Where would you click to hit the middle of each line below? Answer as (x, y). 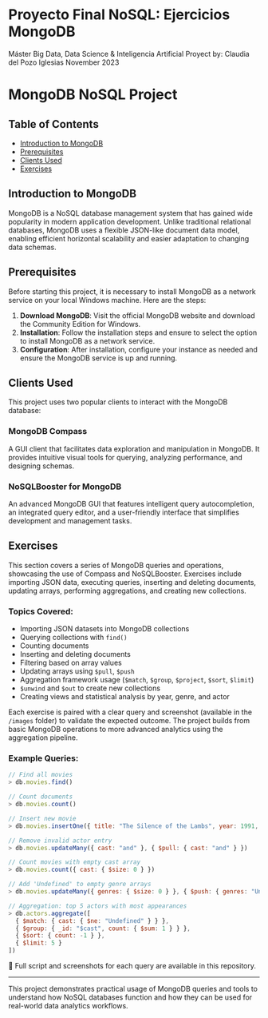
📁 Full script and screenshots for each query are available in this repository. (132, 966)
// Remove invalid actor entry (60, 841)
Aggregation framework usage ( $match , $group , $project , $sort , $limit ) (137, 680)
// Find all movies (41, 775)
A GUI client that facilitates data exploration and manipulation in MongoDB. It (134, 448)
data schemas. (33, 247)
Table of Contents (54, 124)
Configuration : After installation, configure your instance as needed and (138, 349)
